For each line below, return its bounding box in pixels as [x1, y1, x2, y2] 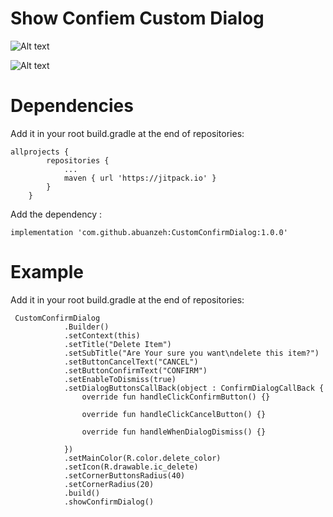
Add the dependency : [10, 208, 103, 220]
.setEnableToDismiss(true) [63, 374, 177, 384]
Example [10, 261, 84, 284]
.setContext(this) [63, 330, 141, 341]
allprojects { [10, 147, 70, 157]
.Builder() [63, 322, 110, 332]
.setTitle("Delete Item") [63, 339, 172, 349]
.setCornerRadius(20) [63, 479, 155, 489]
